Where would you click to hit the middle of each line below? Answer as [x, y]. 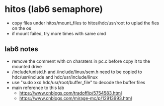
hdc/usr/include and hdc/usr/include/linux [55, 77]
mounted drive [27, 66]
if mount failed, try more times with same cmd [59, 33]
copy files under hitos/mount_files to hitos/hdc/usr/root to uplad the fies [85, 23]
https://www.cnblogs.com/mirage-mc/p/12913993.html [76, 98]
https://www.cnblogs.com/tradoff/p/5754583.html [71, 93]
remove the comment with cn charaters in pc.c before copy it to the [81, 61]
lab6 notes [21, 49]
